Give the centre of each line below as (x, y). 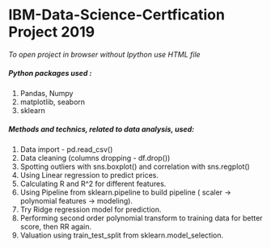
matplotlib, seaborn (53, 102)
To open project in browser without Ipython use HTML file (104, 54)
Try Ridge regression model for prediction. (91, 209)
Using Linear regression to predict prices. (89, 174)
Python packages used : (50, 73)
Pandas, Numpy (47, 93)
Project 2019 (52, 32)
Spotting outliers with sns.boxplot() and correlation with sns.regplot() (135, 166)
